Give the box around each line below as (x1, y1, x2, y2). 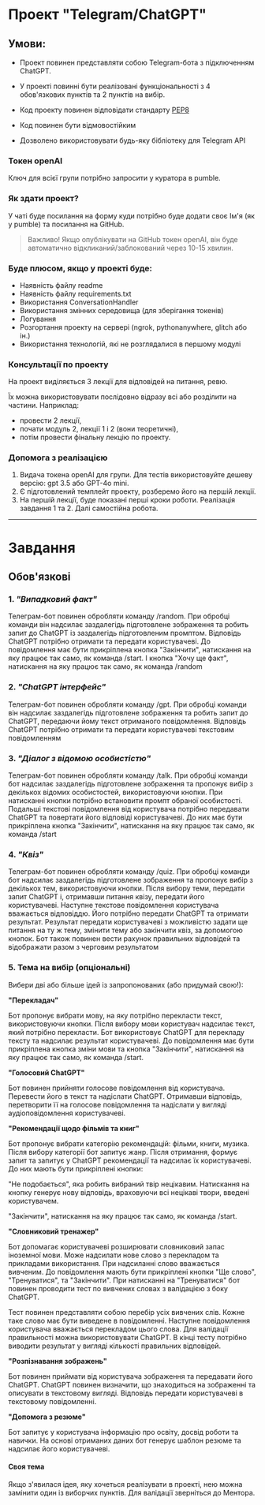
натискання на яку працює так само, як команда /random (8, 662, 203, 671)
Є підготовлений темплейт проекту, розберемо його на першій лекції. (19, 487, 256, 496)
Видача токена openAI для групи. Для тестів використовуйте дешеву (19, 470, 253, 480)
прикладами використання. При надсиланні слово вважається (8, 1258, 220, 1268)
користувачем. (8, 1196, 59, 1205)
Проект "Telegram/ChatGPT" (8, 6, 207, 24)
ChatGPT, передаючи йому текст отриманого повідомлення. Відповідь (8, 716, 247, 726)
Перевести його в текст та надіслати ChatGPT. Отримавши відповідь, (8, 1091, 243, 1101)
